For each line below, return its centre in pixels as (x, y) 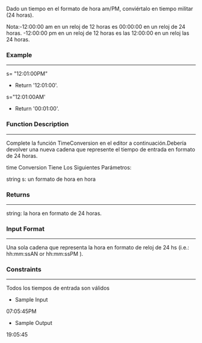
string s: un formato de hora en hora (51, 179)
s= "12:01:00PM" (27, 74)
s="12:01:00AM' (26, 97)
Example (19, 55)
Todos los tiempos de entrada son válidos (58, 288)
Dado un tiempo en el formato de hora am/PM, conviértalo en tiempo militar (100, 9)
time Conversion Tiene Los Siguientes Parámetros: (69, 167)
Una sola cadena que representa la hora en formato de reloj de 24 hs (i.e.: (98, 247)
